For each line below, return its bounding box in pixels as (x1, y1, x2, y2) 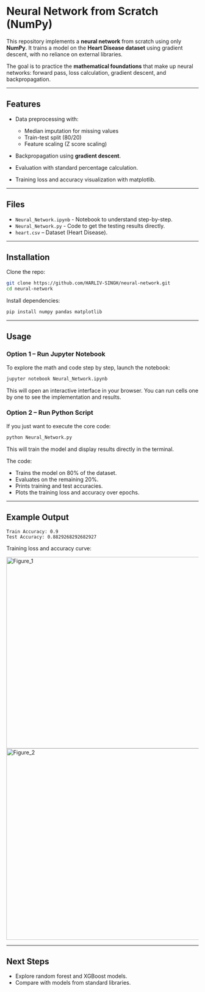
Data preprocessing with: (15, 115, 79, 123)
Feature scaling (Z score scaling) (24, 140, 107, 148)
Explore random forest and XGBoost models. (15, 972, 128, 980)
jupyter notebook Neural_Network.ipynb (6, 376, 108, 382)
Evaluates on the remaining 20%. (15, 475, 99, 483)
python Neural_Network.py (6, 434, 72, 441)
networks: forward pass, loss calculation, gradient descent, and (6, 69, 167, 76)
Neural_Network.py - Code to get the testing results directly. (15, 222, 165, 229)
